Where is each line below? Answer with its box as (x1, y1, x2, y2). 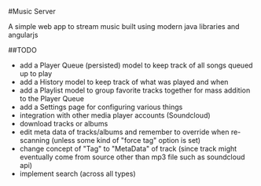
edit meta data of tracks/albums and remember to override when (19, 127, 230, 137)
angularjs (8, 31, 39, 39)
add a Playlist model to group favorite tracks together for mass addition (19, 86, 251, 95)
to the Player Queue (19, 94, 85, 103)
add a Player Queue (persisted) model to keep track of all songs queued (19, 60, 253, 70)
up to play (19, 69, 53, 78)
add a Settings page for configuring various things (19, 102, 183, 111)
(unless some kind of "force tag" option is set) (50, 136, 201, 144)
